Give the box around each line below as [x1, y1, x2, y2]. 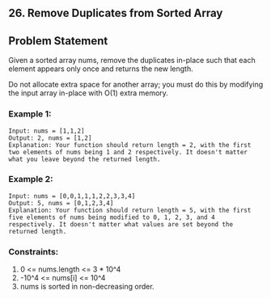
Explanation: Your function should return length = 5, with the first [8, 206, 252, 214]
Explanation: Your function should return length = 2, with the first [8, 141, 252, 149]
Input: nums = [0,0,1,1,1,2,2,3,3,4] [8, 192, 136, 200]
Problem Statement [8, 34, 108, 48]
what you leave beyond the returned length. [8, 155, 161, 163]
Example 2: [8, 174, 53, 185]
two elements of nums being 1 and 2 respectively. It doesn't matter [8, 148, 248, 156]
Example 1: [8, 108, 52, 120]
